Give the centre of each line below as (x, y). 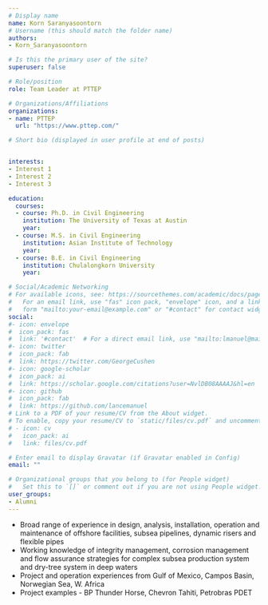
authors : (23, 38)
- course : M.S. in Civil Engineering (78, 236)
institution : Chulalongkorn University (89, 265)
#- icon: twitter (37, 347)
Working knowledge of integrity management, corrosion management (134, 550)
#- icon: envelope (39, 324)
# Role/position (35, 82)
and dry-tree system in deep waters (79, 567)
